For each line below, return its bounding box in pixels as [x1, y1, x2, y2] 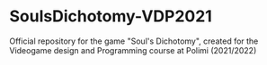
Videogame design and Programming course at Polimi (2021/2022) [9, 45, 257, 55]
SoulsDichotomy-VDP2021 [9, 6, 213, 27]
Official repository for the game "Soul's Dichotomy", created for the [9, 36, 259, 46]
